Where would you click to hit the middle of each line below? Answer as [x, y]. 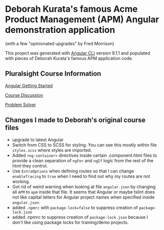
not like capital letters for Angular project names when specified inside [83, 197]
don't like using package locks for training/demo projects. [70, 222]
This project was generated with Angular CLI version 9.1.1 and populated [78, 53]
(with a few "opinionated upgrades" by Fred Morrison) [59, 43]
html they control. [30, 166]
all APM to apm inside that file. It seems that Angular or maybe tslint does [83, 192]
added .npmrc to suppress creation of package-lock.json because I [80, 217]
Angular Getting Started [29, 86]
